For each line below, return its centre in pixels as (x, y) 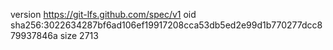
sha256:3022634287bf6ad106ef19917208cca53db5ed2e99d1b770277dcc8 (166, 25)
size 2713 (79, 35)
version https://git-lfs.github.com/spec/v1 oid (103, 14)
